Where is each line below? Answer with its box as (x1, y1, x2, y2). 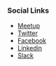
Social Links (7, 6, 50, 15)
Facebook (17, 37, 47, 45)
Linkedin (17, 44, 43, 53)
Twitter (17, 29, 38, 37)
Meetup (17, 22, 41, 30)
